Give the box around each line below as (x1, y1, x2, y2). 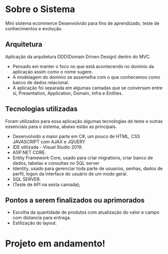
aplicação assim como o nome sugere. (12, 69, 93, 75)
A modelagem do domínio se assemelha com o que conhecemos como (12, 74, 160, 80)
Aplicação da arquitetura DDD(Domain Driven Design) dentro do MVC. (5, 53, 151, 59)
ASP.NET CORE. (12, 149, 46, 155)
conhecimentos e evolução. (5, 25, 63, 31)
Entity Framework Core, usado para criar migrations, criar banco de (12, 155, 153, 161)
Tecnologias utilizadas (5, 105, 78, 113)
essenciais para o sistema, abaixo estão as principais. (5, 123, 117, 130)
